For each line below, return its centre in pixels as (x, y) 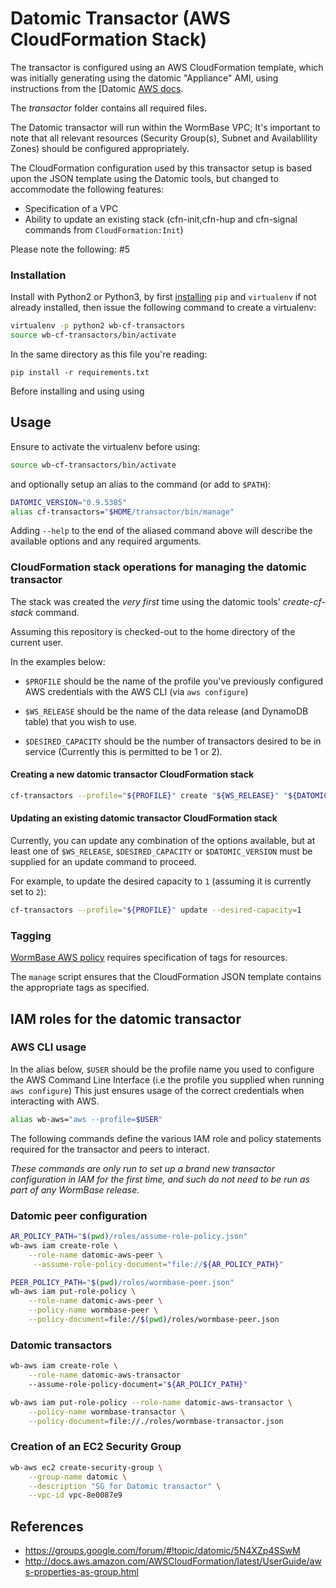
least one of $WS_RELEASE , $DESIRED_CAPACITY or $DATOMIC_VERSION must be (161, 851)
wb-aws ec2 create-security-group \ (86, 1467)
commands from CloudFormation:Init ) (104, 229)
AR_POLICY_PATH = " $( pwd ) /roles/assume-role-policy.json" (129, 1237)
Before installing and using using (77, 391)
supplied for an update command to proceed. (103, 861)
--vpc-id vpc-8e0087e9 (75, 1495)
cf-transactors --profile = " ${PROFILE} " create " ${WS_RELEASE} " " (149, 795)
